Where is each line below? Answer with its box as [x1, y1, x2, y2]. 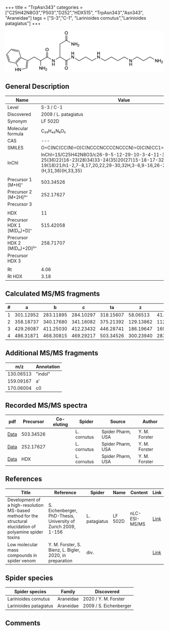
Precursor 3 [7, 201, 32, 207]
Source [110, 418, 126, 425]
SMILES [7, 145, 24, 151]
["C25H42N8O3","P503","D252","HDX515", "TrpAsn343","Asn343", [5, 10, 144, 16]
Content [130, 490, 148, 496]
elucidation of [7, 523, 36, 530]
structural [7, 518, 28, 524]
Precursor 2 [7, 189, 32, 195]
